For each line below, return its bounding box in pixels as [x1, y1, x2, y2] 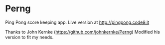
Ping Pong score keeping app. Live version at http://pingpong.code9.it [5, 19, 150, 25]
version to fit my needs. [5, 34, 54, 40]
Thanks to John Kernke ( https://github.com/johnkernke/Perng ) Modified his [5, 29, 161, 35]
